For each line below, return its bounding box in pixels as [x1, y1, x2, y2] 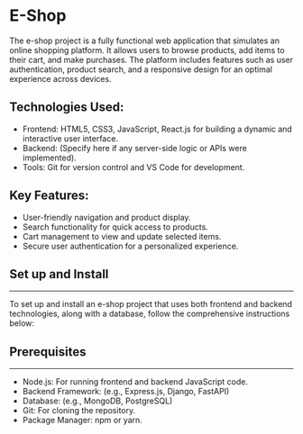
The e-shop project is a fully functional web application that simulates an [9, 35, 280, 46]
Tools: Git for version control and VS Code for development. [22, 161, 245, 172]
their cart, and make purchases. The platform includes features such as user [9, 54, 294, 65]
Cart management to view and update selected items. [22, 231, 222, 241]
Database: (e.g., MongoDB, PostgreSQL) [22, 395, 173, 406]
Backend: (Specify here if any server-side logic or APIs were [22, 142, 248, 153]
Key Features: [9, 188, 89, 203]
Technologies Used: [9, 100, 124, 115]
